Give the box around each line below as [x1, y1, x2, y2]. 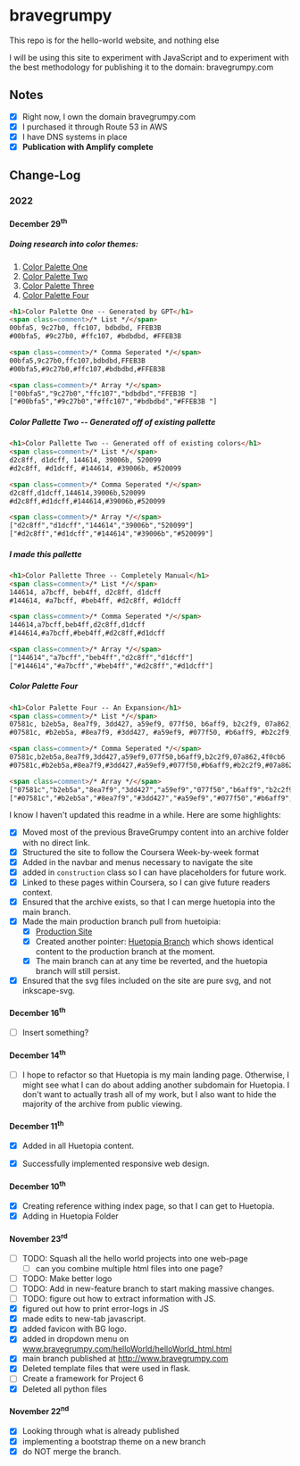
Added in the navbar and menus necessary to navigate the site [21, 856, 254, 867]
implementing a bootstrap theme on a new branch [21, 1436, 206, 1446]
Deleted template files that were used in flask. [21, 1363, 191, 1374]
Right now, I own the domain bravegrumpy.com [21, 111, 196, 121]
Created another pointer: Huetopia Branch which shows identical [35, 936, 274, 946]
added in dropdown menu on [21, 1334, 129, 1345]
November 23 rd [9, 1231, 69, 1244]
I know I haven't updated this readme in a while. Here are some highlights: [9, 810, 281, 820]
